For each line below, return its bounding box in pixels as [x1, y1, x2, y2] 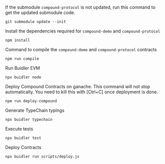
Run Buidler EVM [5, 65, 40, 71]
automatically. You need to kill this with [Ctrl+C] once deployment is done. [5, 89, 158, 95]
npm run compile [5, 56, 39, 61]
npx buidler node [5, 75, 42, 80]
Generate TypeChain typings [5, 107, 65, 113]
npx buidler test [5, 135, 42, 140]
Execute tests [5, 126, 34, 132]
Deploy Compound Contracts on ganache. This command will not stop [5, 84, 150, 89]
